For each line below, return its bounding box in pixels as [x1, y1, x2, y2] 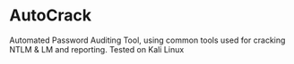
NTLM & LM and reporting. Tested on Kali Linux [9, 44, 185, 54]
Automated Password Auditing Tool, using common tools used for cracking [9, 35, 286, 45]
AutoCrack [9, 5, 92, 26]
